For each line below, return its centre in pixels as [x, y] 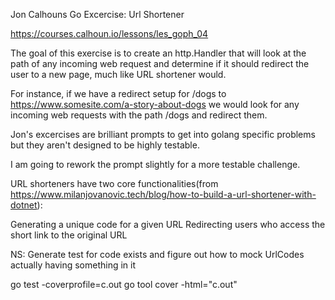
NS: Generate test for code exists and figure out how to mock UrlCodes [157, 254]
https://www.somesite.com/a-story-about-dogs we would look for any [155, 104]
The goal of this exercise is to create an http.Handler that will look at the [158, 53]
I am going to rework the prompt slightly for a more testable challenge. [155, 164]
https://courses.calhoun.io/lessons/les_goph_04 [109, 33]
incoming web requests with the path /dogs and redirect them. [139, 115]
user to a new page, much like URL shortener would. [118, 74]
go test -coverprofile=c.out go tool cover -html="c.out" [124, 284]
